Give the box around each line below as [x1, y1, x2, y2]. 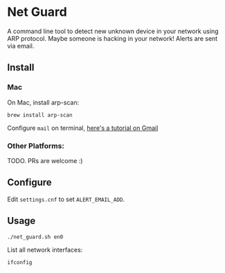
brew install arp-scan [7, 111, 73, 118]
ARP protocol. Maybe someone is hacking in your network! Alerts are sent [7, 34, 218, 42]
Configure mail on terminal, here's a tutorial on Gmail [7, 124, 159, 132]
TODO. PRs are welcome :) [7, 156, 83, 164]
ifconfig [7, 258, 33, 266]
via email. [7, 41, 35, 50]
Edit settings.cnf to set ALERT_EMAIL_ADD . [7, 195, 125, 203]
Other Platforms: [7, 141, 64, 151]
